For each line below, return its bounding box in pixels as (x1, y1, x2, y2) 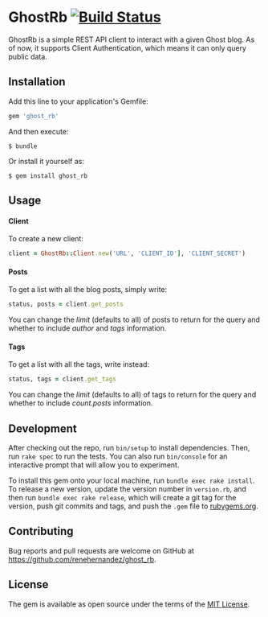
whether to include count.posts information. (8, 398, 153, 408)
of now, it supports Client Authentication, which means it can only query (8, 43, 247, 52)
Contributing (8, 524, 74, 538)
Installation (8, 75, 66, 88)
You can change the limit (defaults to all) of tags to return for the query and (8, 390, 257, 400)
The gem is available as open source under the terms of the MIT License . (8, 599, 250, 609)
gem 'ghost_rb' (8, 112, 59, 120)
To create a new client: (8, 234, 84, 244)
